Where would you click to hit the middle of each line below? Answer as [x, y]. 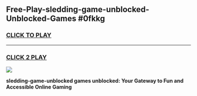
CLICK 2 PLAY [26, 57]
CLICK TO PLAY [29, 35]
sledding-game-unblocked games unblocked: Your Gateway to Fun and [95, 80]
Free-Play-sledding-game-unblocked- [78, 10]
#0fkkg [92, 19]
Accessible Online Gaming [39, 87]
